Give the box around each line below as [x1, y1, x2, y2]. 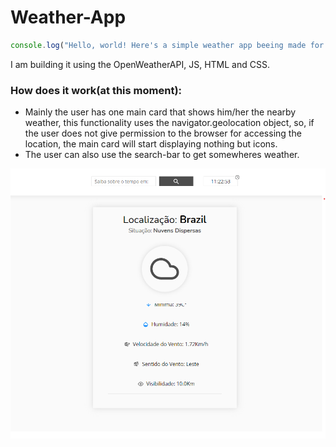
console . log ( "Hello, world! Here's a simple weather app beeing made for [10, 40, 325, 50]
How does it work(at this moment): [10, 83, 183, 97]
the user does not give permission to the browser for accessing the [24, 127, 302, 140]
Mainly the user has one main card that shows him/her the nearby [24, 106, 297, 118]
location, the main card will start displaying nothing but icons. [24, 138, 278, 150]
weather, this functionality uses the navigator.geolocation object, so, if [24, 117, 315, 129]
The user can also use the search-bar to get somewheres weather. [24, 149, 300, 161]
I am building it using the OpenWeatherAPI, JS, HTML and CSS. [10, 58, 270, 70]
